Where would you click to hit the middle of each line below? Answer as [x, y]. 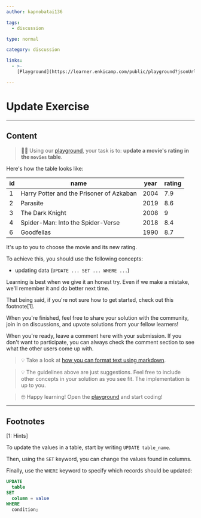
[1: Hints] [17, 436]
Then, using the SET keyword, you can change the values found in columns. [99, 459]
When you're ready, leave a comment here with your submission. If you [94, 335]
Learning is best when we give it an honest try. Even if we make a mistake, [98, 281]
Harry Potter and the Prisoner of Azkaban [79, 193]
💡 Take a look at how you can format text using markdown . [93, 360]
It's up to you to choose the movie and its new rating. [72, 247]
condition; [25, 510]
